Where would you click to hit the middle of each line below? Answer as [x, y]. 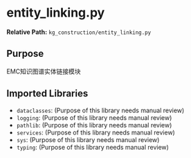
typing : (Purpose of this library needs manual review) [92, 147]
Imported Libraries [47, 94]
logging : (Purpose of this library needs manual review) [94, 117]
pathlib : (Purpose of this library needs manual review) [94, 125]
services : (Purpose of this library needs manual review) [96, 132]
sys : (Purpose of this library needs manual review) [88, 139]
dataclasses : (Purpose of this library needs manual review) [100, 110]
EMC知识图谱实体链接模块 [44, 71]
